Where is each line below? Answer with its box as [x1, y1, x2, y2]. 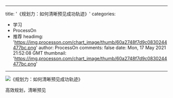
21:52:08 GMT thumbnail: [12, 50, 67, 56]
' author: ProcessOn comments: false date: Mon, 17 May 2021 [36, 44, 166, 51]
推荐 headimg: [12, 34, 44, 39]
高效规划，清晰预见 [5, 87, 46, 93]
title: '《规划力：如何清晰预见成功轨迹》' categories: [5, 11, 116, 17]
